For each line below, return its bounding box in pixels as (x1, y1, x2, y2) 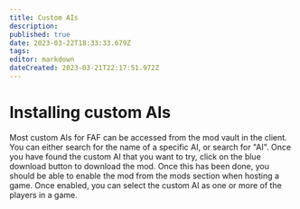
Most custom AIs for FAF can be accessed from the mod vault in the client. (9, 132, 287, 142)
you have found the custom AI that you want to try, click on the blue (9, 150, 262, 162)
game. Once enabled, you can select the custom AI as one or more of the (9, 179, 282, 190)
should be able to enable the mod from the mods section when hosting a (9, 170, 280, 181)
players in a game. (9, 189, 79, 200)
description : (9, 22, 59, 31)
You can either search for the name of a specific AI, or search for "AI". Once (9, 141, 292, 152)
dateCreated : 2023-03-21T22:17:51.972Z (9, 64, 160, 73)
